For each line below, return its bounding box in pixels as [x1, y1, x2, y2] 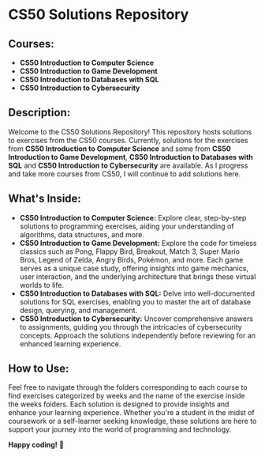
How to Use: [8, 362, 69, 376]
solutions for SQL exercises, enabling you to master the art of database [19, 296, 251, 306]
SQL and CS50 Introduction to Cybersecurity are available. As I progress [8, 161, 248, 170]
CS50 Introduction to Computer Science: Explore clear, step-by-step [19, 213, 247, 222]
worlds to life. [19, 280, 65, 289]
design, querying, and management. [19, 305, 138, 315]
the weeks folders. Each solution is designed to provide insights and [8, 399, 230, 409]
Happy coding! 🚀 [8, 440, 65, 450]
